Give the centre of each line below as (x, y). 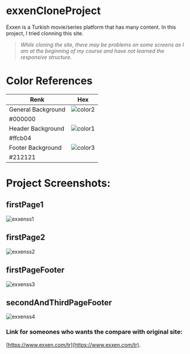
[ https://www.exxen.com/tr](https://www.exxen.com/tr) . (73, 345)
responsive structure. (46, 57)
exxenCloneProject (53, 11)
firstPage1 (25, 205)
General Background (37, 109)
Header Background (37, 129)
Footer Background (35, 147)
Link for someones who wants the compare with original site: (94, 332)
